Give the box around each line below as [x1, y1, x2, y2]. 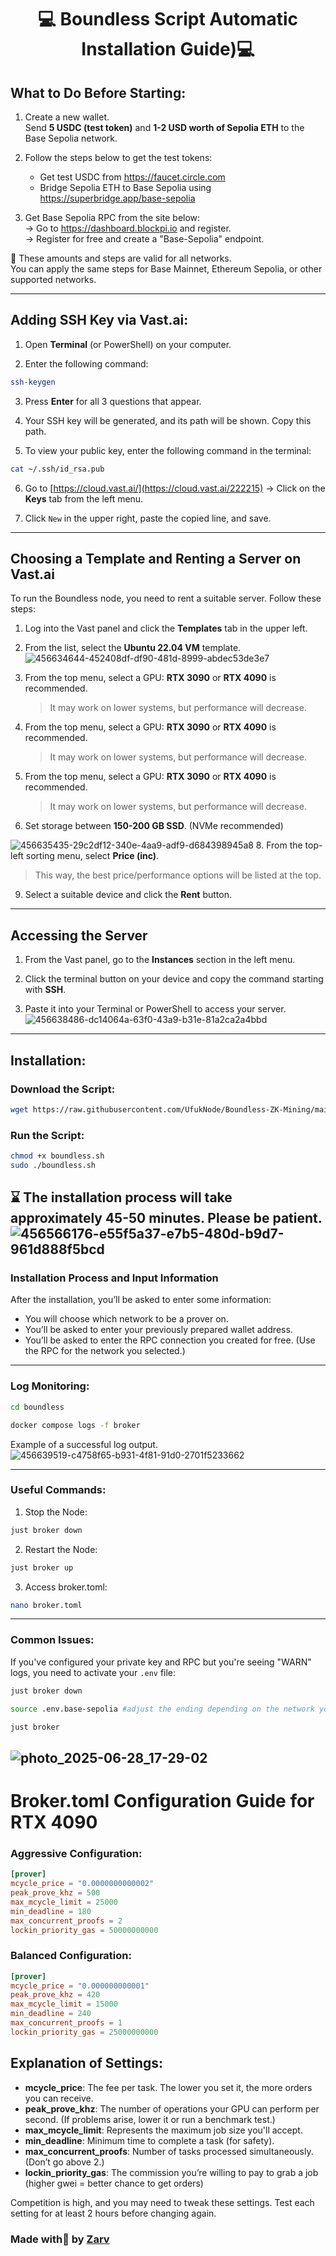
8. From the [255, 839, 303, 851]
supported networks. [10, 274, 97, 285]
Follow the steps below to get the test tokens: [24, 152, 213, 163]
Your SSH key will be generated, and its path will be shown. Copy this [24, 414, 312, 426]
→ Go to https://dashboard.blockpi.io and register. [24, 222, 232, 234]
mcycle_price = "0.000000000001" [10, 1981, 150, 1991]
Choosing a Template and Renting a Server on [10, 550, 302, 567]
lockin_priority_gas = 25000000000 [10, 2027, 159, 2037]
